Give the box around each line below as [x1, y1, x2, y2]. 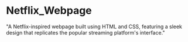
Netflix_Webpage [6, 4, 92, 17]
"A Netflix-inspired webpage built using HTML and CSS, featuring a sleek [6, 23, 183, 30]
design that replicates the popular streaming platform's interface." [6, 29, 165, 36]
